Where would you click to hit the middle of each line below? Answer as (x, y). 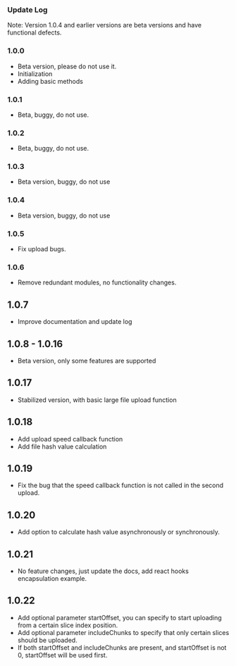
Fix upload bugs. (42, 249)
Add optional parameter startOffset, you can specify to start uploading (119, 617)
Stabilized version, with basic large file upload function (97, 400)
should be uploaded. (47, 640)
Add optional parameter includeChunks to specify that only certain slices (123, 632)
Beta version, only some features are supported (87, 361)
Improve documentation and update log (75, 322)
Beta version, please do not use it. (67, 66)
